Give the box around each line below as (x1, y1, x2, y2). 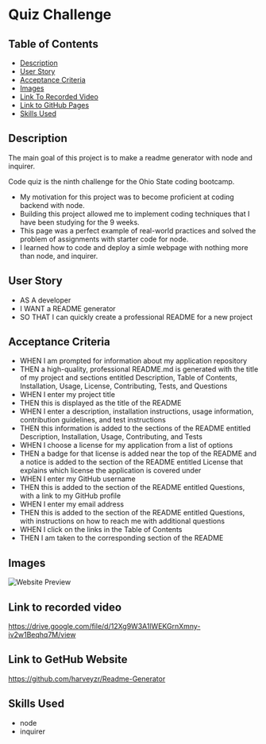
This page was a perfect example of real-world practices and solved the (19, 226, 256, 235)
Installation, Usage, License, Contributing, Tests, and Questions (19, 381, 228, 391)
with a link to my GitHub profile (19, 491, 121, 501)
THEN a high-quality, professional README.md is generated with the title (19, 364, 259, 374)
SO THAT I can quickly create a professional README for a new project (19, 312, 253, 322)
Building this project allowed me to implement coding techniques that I (19, 209, 250, 218)
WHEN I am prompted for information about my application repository (19, 356, 248, 366)
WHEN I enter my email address (19, 499, 125, 509)
